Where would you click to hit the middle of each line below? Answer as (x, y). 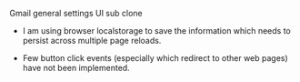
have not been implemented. (76, 68)
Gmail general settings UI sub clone (76, 13)
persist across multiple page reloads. (92, 41)
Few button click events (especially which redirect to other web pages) (155, 58)
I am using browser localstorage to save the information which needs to (156, 31)
